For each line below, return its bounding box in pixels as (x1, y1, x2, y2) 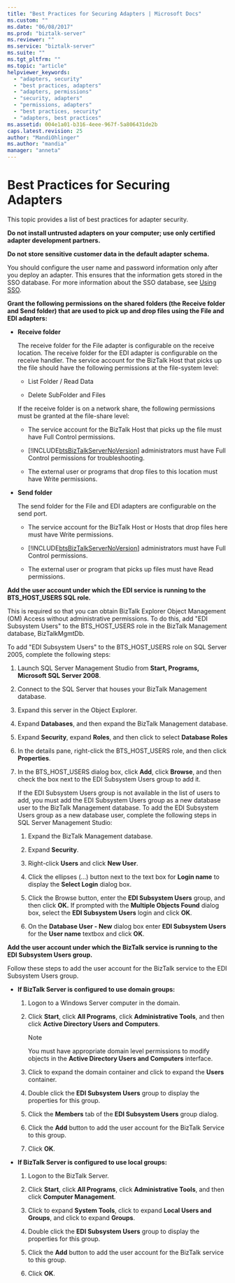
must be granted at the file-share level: (17, 411, 130, 420)
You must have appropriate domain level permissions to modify (27, 1046, 210, 1055)
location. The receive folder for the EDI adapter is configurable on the (17, 348, 218, 357)
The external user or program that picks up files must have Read (27, 564, 213, 573)
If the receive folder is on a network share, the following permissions (17, 404, 215, 412)
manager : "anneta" (7, 147, 61, 154)
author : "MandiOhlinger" (7, 134, 80, 141)
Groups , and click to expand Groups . (27, 1213, 135, 1222)
